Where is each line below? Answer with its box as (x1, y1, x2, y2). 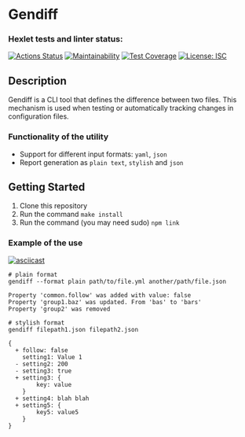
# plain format (8, 270, 58, 278)
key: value (36, 380, 72, 388)
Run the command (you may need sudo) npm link (19, 218, 180, 227)
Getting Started (8, 180, 86, 193)
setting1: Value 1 (22, 353, 82, 361)
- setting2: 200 (15, 360, 68, 368)
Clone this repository (19, 201, 88, 211)
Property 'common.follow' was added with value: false (8, 291, 192, 299)
